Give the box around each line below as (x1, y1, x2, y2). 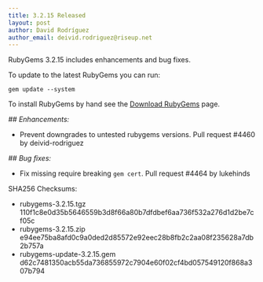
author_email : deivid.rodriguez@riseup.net (8, 33, 153, 42)
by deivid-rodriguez (19, 139, 84, 148)
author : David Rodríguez (8, 26, 89, 34)
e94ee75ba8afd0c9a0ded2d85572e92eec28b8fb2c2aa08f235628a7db (19, 233, 254, 243)
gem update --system (8, 86, 76, 94)
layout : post (8, 19, 51, 27)
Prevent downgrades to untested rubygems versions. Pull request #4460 (19, 130, 256, 139)
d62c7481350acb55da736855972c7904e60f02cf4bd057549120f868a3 (19, 258, 253, 268)
